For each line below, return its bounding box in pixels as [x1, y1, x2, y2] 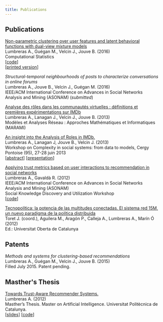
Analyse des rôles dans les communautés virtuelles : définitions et [5, 104, 138, 110]
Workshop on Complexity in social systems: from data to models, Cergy [5, 145, 149, 151]
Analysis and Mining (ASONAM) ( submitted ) [5, 94, 94, 100]
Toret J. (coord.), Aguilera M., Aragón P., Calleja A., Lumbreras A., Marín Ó [5, 216, 155, 222]
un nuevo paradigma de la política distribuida [5, 210, 96, 216]
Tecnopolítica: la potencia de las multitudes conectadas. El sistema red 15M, [5, 205, 159, 211]
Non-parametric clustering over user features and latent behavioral [5, 38, 140, 44]
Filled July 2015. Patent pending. [5, 264, 71, 270]
